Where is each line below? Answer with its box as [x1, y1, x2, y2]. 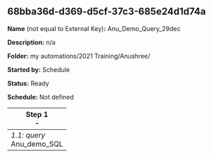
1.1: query [11, 130, 46, 140]
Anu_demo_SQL [11, 139, 63, 149]
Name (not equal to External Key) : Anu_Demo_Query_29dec [7, 24, 181, 32]
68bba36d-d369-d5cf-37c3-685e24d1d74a [7, 6, 206, 18]
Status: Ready [7, 79, 49, 87]
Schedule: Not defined [7, 92, 74, 101]
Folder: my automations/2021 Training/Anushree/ [7, 51, 150, 60]
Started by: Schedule [7, 65, 71, 73]
